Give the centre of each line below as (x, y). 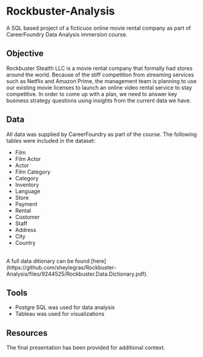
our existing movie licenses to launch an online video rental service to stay (99, 87)
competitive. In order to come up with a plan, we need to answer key (92, 94)
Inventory (27, 185)
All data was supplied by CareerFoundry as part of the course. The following (101, 134)
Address (25, 229)
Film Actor (28, 158)
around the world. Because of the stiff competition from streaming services (100, 75)
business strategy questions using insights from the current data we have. (99, 100)
